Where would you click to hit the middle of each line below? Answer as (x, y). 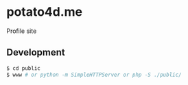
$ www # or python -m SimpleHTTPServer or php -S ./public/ (94, 75)
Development (36, 52)
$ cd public (23, 68)
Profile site (22, 31)
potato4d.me (45, 12)
